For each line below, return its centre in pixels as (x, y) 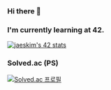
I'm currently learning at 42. (56, 29)
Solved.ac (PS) (33, 63)
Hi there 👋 (24, 11)
